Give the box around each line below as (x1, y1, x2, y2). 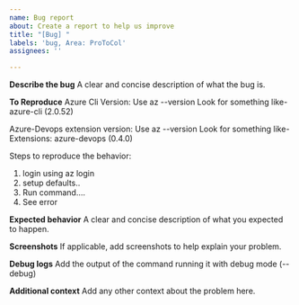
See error (22, 197, 58, 208)
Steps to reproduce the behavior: (9, 150, 132, 162)
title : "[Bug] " (9, 30, 70, 39)
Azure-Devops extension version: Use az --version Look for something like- (9, 123, 290, 135)
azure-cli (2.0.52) (9, 106, 74, 117)
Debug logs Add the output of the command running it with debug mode (9, 258, 277, 270)
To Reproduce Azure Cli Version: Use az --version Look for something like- (9, 96, 288, 108)
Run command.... (22, 187, 86, 198)
